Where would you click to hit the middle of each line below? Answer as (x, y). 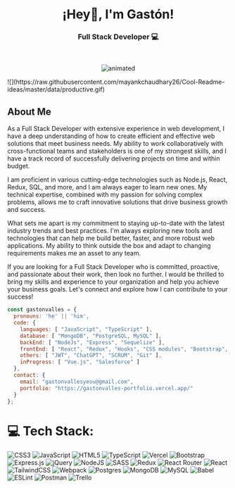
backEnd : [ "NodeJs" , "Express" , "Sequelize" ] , (93, 342)
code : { (25, 323)
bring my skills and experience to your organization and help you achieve (113, 282)
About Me (29, 112)
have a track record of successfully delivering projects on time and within (114, 158)
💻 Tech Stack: (51, 431)
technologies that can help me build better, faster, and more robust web (111, 238)
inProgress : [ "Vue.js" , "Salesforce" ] (80, 362)
